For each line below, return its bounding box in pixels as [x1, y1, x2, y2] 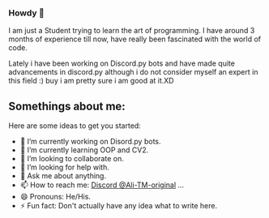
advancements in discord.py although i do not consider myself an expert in [8, 67, 258, 77]
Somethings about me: [8, 99, 126, 113]
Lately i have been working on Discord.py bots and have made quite [8, 58, 235, 68]
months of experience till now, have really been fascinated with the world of [8, 34, 262, 44]
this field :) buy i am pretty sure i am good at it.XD [8, 76, 174, 86]
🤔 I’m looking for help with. [19, 162, 109, 173]
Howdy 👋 [8, 7, 45, 19]
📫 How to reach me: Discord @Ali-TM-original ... [19, 180, 185, 190]
